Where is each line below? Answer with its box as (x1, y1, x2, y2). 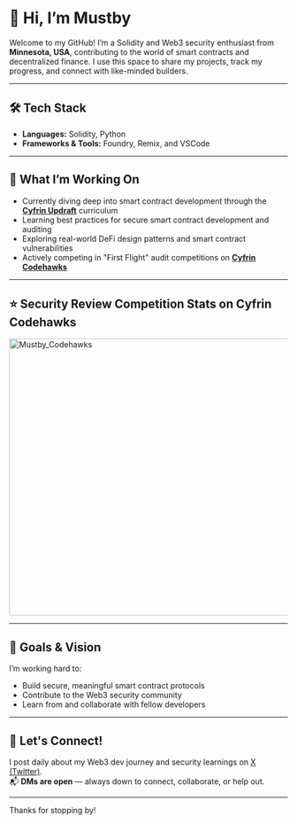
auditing (21, 223, 52, 234)
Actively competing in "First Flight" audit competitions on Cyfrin (21, 252, 256, 262)
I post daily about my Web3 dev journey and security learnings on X (9, 757, 256, 767)
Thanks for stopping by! (9, 805, 96, 815)
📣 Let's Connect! (9, 733, 103, 748)
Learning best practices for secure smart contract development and (21, 214, 270, 225)
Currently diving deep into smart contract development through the (21, 195, 267, 206)
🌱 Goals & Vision (9, 640, 102, 655)
